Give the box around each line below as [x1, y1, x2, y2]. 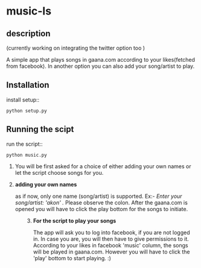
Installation [6, 80, 49, 90]
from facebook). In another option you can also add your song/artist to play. [6, 62, 195, 70]
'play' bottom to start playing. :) [33, 254, 112, 261]
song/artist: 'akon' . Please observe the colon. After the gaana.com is [14, 198, 188, 206]
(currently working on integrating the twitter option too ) [6, 44, 145, 51]
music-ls [6, 4, 52, 18]
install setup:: [6, 96, 40, 103]
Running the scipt [6, 124, 74, 134]
